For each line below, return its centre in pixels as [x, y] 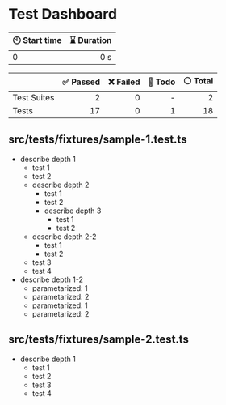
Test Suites [33, 97]
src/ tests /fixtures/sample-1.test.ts [98, 140]
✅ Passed [81, 82]
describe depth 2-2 [64, 237]
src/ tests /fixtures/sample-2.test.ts [99, 340]
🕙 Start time [37, 40]
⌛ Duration [91, 40]
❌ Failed [124, 82]
